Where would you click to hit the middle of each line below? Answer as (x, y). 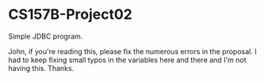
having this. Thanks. (41, 68)
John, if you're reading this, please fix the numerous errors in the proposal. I (132, 51)
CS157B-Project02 (70, 15)
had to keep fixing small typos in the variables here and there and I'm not (128, 60)
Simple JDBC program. (46, 36)
